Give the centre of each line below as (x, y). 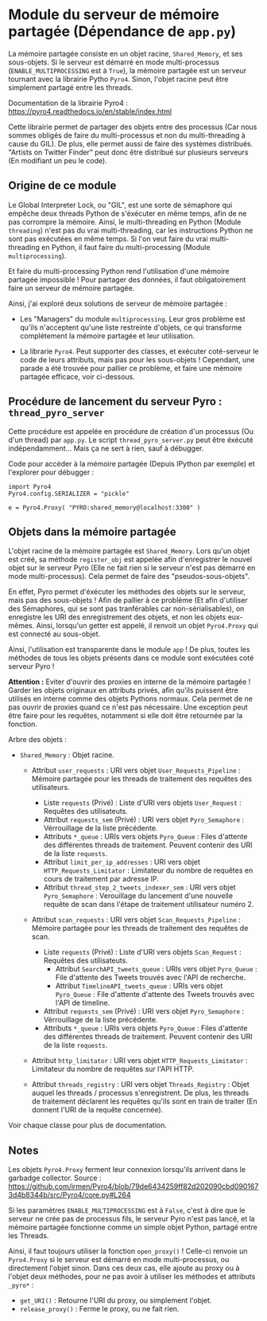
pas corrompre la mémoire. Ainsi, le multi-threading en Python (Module (125, 221)
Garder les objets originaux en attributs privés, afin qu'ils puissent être (123, 690)
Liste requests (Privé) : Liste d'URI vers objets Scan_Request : (143, 952)
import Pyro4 (30, 487)
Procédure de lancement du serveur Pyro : (115, 402)
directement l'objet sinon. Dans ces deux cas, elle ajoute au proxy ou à (124, 1268)
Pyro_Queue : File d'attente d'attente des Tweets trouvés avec (155, 995)
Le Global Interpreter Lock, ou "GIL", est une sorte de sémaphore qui (120, 205)
